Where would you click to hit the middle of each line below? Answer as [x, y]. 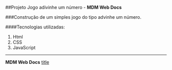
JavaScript [24, 47]
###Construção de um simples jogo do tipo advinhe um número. [73, 17]
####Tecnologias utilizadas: [35, 27]
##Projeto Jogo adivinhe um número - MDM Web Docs [63, 7]
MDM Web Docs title [27, 62]
